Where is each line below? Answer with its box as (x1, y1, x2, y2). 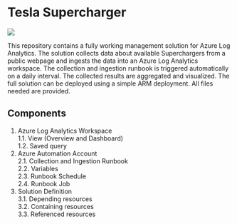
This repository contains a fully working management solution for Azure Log (7, 41, 231, 50)
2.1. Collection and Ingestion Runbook (17, 156, 128, 165)
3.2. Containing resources (17, 202, 94, 210)
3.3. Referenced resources (17, 210, 96, 218)
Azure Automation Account (17, 149, 98, 158)
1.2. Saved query (17, 141, 68, 150)
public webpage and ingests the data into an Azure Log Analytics (7, 56, 199, 65)
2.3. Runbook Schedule (17, 172, 87, 180)
